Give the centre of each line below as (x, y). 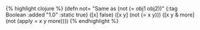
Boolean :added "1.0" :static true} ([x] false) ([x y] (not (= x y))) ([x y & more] (100, 15)
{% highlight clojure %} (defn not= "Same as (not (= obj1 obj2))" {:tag (92, 9)
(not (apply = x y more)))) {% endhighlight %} (62, 21)
